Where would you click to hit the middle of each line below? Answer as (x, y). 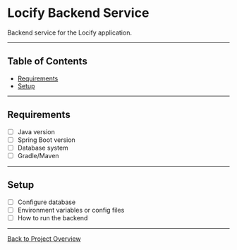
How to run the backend (53, 218)
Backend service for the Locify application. (70, 32)
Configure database (47, 202)
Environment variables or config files (71, 210)
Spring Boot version (46, 140)
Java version (36, 131)
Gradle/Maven (38, 155)
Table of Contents (48, 61)
